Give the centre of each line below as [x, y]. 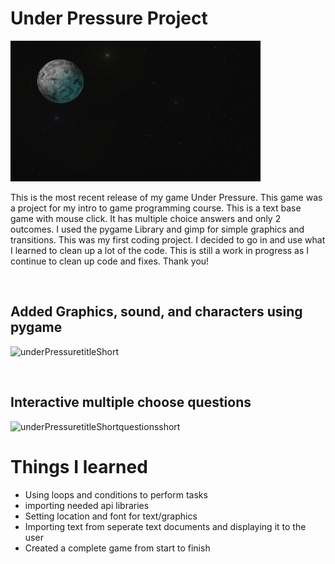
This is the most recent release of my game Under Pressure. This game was [166, 197]
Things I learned [79, 466]
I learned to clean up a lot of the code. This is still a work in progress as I [160, 250]
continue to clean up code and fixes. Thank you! [110, 261]
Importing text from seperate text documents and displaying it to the [165, 526]
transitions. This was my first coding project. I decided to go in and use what [168, 239]
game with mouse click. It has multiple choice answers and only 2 [146, 218]
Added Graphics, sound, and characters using [156, 312]
